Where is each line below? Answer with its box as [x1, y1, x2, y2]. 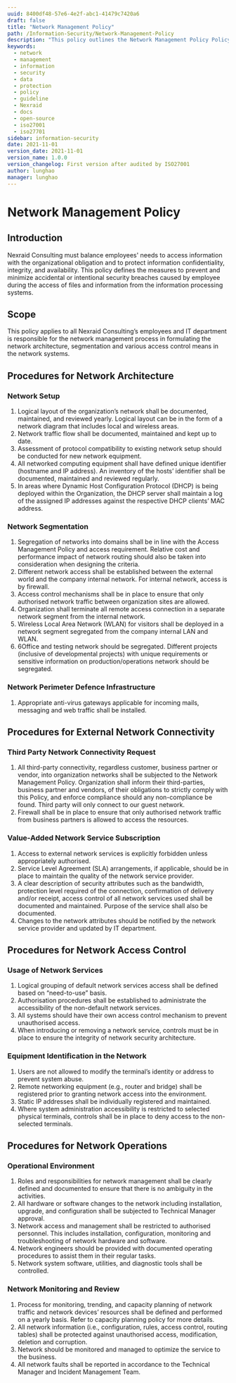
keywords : [7, 43, 37, 50]
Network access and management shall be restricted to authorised [17, 1222, 211, 1230]
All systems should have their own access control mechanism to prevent [17, 1011, 227, 1020]
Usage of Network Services [7, 965, 103, 975]
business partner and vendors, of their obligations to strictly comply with [17, 786, 228, 794]
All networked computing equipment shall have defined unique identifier [17, 459, 227, 468]
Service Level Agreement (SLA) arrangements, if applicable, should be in [17, 864, 229, 872]
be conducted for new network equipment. [17, 452, 142, 460]
